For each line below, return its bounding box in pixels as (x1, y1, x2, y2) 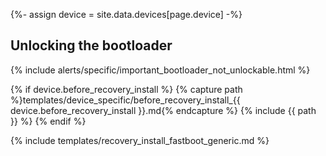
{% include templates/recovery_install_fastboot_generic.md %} (10, 134, 270, 146)
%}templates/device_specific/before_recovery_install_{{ (10, 94, 241, 106)
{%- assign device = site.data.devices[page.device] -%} (10, 9, 243, 20)
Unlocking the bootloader (10, 37, 173, 54)
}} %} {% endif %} (10, 115, 87, 127)
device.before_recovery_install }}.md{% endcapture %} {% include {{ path (10, 104, 317, 116)
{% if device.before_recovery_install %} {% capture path (10, 83, 243, 95)
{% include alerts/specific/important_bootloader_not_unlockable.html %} (10, 64, 311, 76)
